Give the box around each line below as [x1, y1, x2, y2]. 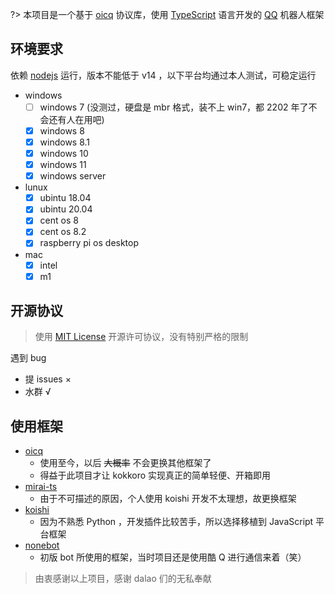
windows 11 [39, 159, 87, 171]
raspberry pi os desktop [39, 237, 140, 249]
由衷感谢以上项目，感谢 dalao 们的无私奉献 [34, 573, 212, 585]
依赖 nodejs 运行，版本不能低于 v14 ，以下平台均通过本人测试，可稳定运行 [10, 69, 317, 81]
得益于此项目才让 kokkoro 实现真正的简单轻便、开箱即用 [39, 469, 272, 482]
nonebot [24, 539, 60, 552]
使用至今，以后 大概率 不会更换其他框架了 [39, 457, 212, 469]
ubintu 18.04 [39, 192, 92, 204]
